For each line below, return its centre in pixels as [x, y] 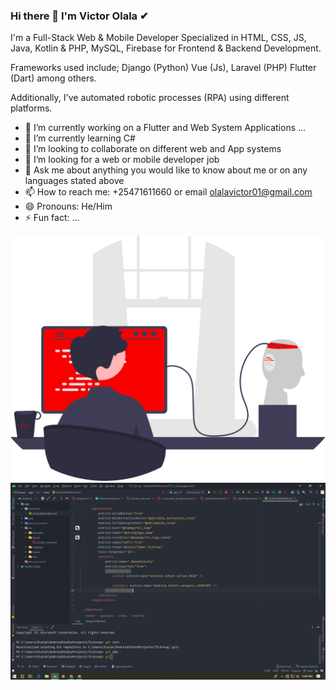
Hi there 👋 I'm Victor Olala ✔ [79, 16]
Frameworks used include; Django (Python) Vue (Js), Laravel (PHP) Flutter [163, 68]
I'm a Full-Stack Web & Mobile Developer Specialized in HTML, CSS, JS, [158, 38]
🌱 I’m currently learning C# [80, 138]
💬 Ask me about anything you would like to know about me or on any [166, 170]
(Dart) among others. [53, 78]
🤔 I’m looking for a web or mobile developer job [122, 160]
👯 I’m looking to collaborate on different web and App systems [153, 149]
